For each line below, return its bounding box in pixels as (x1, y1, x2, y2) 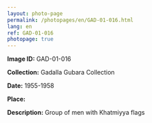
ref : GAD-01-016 (7, 29, 54, 37)
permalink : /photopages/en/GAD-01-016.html (7, 17, 134, 23)
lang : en (7, 23, 32, 30)
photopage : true (7, 36, 54, 43)
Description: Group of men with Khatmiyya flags (7, 108, 145, 117)
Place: (7, 95, 26, 104)
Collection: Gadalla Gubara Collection (7, 68, 115, 77)
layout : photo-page (7, 10, 63, 17)
